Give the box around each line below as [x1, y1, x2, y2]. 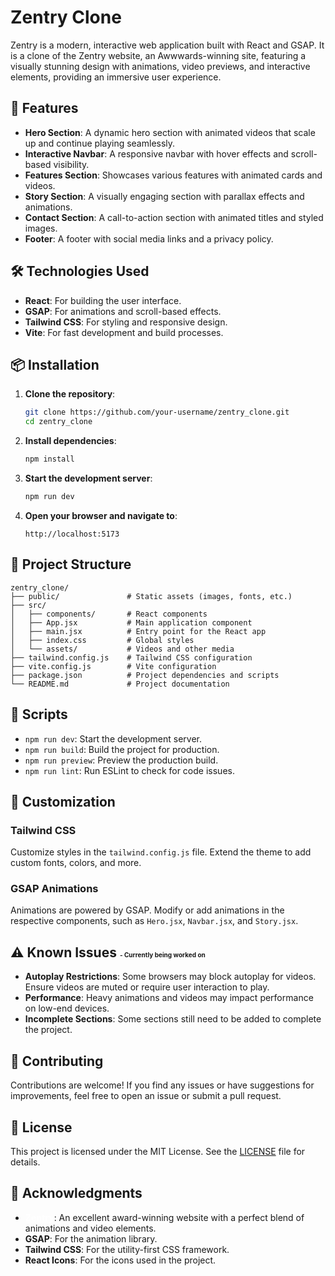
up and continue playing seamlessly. [24, 137, 176, 149]
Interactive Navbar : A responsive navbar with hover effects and [24, 147, 289, 160]
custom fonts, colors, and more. [10, 857, 142, 869]
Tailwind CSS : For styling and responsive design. [24, 316, 228, 328]
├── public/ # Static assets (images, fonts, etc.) [10, 591, 293, 601]
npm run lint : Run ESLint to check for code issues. [24, 764, 235, 776]
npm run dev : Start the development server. [24, 732, 202, 745]
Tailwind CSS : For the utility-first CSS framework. [24, 1243, 230, 1255]
